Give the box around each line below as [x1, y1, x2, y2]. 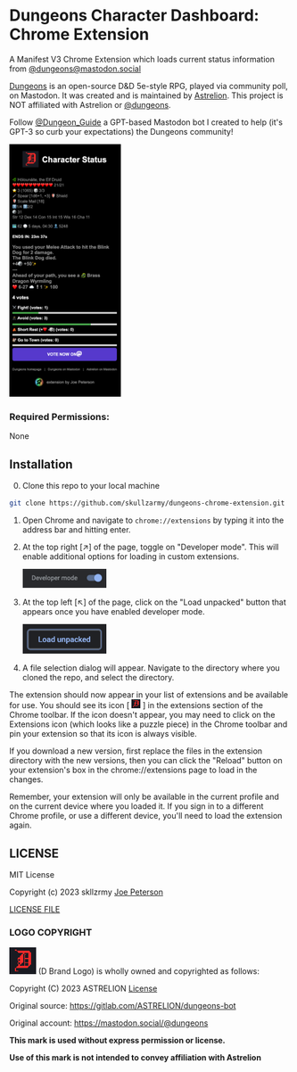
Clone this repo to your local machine [21, 481, 161, 491]
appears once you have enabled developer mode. [21, 606, 205, 617]
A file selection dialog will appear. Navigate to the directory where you [21, 663, 281, 673]
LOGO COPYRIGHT [9, 927, 93, 939]
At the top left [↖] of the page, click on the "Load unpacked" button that [21, 597, 287, 607]
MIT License [9, 870, 55, 880]
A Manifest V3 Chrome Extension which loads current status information [9, 54, 275, 64]
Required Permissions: [9, 410, 110, 423]
